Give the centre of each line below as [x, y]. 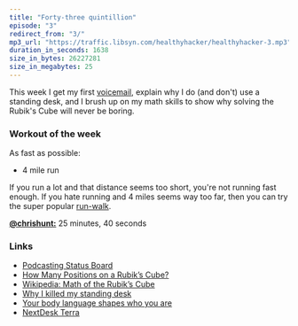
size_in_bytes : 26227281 [55, 58]
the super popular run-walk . [60, 206]
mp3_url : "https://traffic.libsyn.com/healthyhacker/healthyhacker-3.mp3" [150, 42]
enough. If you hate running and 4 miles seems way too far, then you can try [149, 197]
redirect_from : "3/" [47, 34]
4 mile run [40, 170]
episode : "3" [33, 26]
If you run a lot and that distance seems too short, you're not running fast [143, 188]
